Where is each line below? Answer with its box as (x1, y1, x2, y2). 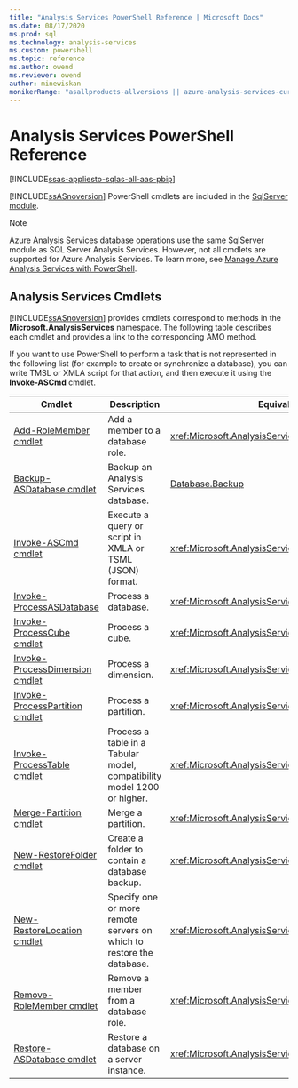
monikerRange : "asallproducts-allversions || (9, 87, 180, 96)
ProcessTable (13, 759, 70, 772)
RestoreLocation (13, 924, 82, 937)
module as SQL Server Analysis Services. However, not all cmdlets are (9, 244, 266, 255)
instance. (107, 1064, 146, 1076)
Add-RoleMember (13, 424, 90, 436)
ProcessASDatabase (13, 601, 99, 613)
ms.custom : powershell (9, 46, 93, 55)
